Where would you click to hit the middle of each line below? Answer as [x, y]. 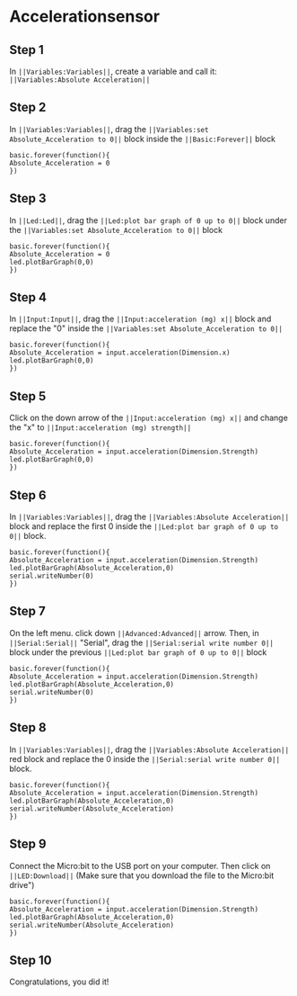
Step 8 [28, 727]
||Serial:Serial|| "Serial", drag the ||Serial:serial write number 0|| [141, 642]
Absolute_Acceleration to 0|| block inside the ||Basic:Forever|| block [143, 139]
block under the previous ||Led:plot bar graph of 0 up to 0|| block [138, 652]
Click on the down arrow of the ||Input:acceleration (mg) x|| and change [149, 418]
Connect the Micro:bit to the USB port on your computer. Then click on [140, 866]
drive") [22, 884]
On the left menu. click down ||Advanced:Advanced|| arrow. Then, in [134, 633]
